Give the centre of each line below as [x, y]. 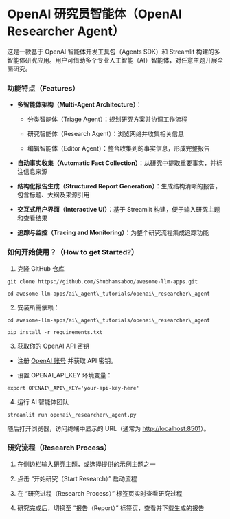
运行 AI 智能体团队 [43, 401]
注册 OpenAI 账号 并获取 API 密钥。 [67, 360]
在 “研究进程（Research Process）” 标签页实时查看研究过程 [100, 493]
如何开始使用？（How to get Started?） [73, 252]
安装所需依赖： [38, 307]
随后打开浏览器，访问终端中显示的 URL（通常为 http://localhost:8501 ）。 [108, 428]
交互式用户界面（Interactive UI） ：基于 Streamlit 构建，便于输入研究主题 [118, 210]
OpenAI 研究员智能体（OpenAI [94, 14]
